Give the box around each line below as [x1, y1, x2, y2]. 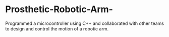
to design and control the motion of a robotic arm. [5, 25, 109, 31]
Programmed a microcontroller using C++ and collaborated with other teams [5, 20, 164, 26]
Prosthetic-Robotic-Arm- [5, 4, 114, 15]
